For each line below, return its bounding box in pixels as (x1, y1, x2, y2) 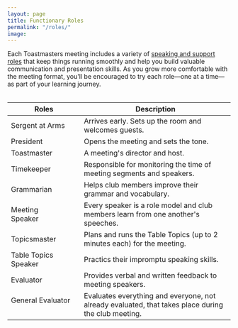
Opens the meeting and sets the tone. (84, 136, 209, 146)
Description (135, 104, 176, 114)
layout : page (7, 10, 46, 18)
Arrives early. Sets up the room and (84, 116, 202, 126)
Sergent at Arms (11, 121, 65, 131)
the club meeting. (84, 309, 142, 319)
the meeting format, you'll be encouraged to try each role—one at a (7, 72, 205, 81)
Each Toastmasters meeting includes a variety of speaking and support (7, 50, 215, 58)
